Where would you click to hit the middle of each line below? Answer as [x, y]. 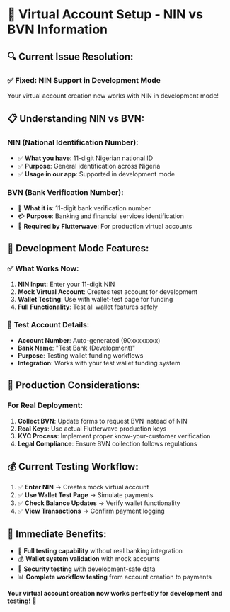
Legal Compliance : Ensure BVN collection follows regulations [107, 443]
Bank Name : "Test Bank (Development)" [76, 348]
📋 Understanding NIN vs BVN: [76, 119]
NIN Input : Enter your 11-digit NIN [66, 284]
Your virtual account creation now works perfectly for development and [115, 594]
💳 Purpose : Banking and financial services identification [100, 216]
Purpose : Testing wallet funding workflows [80, 355]
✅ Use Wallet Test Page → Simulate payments [85, 495]
